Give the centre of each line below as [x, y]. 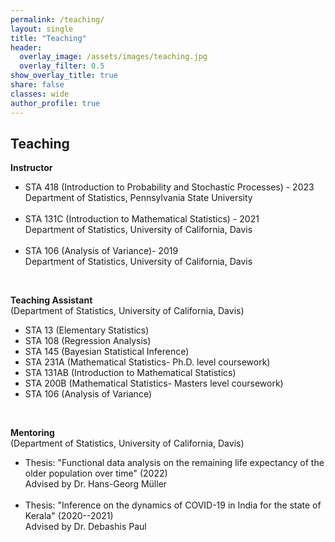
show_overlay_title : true [64, 76]
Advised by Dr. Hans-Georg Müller [96, 484]
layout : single [42, 29]
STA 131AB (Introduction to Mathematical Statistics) [130, 373]
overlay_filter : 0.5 [62, 66]
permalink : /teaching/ [57, 19]
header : [26, 47]
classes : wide [40, 94]
